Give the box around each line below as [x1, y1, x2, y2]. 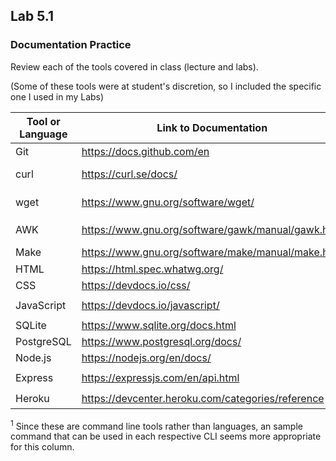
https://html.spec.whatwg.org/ [81, 262, 224, 276]
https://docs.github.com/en [81, 144, 210, 158]
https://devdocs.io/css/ [81, 279, 191, 293]
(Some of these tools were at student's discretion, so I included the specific [10, 80, 322, 92]
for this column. [10, 441, 75, 453]
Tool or [26, 114, 61, 128]
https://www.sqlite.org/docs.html [81, 319, 237, 333]
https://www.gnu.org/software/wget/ [81, 195, 255, 209]
